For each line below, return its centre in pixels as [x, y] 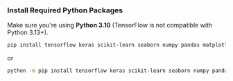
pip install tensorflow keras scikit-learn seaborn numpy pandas [103, 45]
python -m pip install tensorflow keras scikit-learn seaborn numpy [108, 71]
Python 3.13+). [28, 32]
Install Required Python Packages [65, 10]
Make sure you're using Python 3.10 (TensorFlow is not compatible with [110, 25]
